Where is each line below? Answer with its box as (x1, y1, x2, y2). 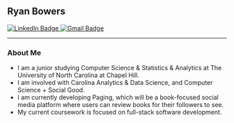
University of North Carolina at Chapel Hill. (17, 71, 139, 79)
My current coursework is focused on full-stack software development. (17, 108, 222, 117)
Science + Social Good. (17, 86, 85, 95)
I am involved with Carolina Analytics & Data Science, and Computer (17, 79, 213, 87)
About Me (7, 48, 42, 58)
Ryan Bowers (7, 6, 66, 17)
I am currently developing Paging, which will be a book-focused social (17, 93, 219, 101)
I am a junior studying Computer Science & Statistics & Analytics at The (17, 64, 222, 72)
